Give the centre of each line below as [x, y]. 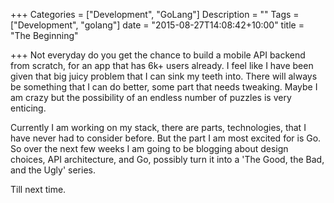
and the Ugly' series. [53, 170]
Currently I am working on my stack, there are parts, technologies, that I [158, 127]
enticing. [28, 108]
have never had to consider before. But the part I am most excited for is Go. [166, 138]
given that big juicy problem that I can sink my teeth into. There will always [164, 76]
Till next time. [38, 189]
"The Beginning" [44, 35]
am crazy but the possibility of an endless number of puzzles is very [151, 97]
